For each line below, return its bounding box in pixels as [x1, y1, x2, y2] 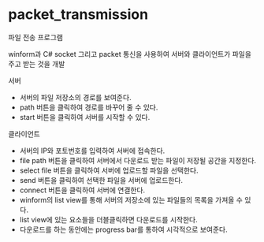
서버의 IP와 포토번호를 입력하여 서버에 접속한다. [19, 146, 165, 155]
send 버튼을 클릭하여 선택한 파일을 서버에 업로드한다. [19, 175, 184, 184]
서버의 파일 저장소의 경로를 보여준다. [19, 92, 132, 102]
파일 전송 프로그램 [8, 32, 63, 42]
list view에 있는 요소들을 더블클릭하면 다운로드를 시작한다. [19, 214, 199, 224]
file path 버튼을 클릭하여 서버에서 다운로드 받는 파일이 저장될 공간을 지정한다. [19, 155, 257, 165]
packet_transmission [8, 6, 148, 24]
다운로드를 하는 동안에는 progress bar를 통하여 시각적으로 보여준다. [19, 225, 228, 234]
